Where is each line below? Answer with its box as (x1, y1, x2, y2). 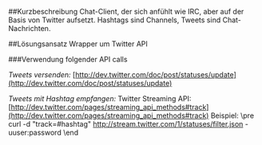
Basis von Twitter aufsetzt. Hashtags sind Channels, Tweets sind (8, 15, 221, 25)
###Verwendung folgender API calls (8, 55, 128, 64)
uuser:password (8, 127, 62, 137)
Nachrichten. (8, 24, 51, 33)
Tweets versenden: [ (8, 70, 76, 79)
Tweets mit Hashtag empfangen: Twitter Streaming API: (8, 94, 192, 103)
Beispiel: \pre (210, 111, 254, 120)
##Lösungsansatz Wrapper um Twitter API (8, 39, 148, 49)
